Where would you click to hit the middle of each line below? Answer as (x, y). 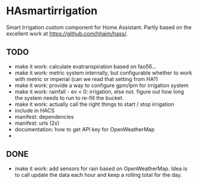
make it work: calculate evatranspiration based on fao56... (86, 66)
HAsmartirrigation (52, 11)
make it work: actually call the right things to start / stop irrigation (94, 104)
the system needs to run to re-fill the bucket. (69, 98)
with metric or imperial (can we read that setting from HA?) (86, 79)
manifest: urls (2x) (37, 123)
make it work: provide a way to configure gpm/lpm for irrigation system (101, 85)
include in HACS (35, 110)
